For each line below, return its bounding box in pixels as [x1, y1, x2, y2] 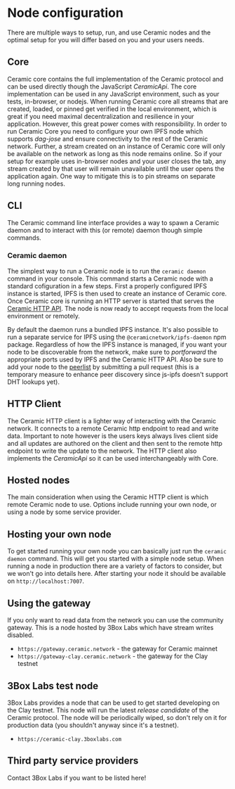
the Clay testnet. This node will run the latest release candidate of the [7, 705, 209, 714]
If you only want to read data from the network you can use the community [7, 616, 224, 624]
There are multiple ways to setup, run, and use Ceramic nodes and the [7, 28, 211, 37]
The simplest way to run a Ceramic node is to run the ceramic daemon [7, 267, 206, 275]
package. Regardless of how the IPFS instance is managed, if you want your [7, 340, 227, 349]
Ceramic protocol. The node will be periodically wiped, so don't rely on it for [7, 713, 227, 721]
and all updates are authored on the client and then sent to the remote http [7, 439, 223, 447]
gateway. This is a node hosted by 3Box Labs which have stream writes [7, 624, 214, 632]
